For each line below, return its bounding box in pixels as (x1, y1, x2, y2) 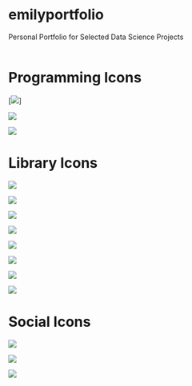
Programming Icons (8, 69, 142, 87)
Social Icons (8, 313, 91, 331)
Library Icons (8, 154, 98, 173)
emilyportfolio (8, 6, 104, 24)
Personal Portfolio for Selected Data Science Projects (8, 32, 184, 42)
